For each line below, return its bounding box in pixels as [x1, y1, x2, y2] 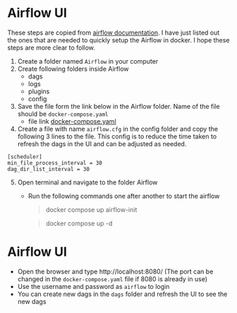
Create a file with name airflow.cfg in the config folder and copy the [17, 124, 219, 133]
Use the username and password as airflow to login [17, 282, 170, 290]
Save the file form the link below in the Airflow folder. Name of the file [17, 102, 220, 110]
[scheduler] [7, 153, 42, 160]
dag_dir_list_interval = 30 [7, 165, 90, 172]
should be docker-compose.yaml [17, 110, 109, 118]
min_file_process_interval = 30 [7, 159, 102, 167]
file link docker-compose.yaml [28, 117, 116, 125]
